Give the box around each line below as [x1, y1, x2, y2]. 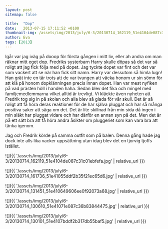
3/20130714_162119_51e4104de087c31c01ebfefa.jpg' [5, 158, 112, 164]
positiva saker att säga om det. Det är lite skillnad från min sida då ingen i [5, 106, 156, 113]
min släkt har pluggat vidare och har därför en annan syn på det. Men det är [5, 112, 161, 118]
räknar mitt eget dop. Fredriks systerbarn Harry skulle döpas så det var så [5, 59, 157, 65]
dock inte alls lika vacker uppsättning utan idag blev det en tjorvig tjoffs [5, 137, 152, 143]
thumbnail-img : [5, 31, 37, 36]
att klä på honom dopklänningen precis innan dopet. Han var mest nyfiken [5, 80, 157, 86]
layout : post [5, 7, 32, 13]
